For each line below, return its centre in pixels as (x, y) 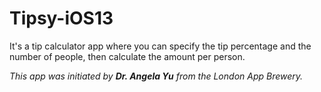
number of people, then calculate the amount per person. (127, 56)
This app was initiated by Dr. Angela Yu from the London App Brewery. (156, 76)
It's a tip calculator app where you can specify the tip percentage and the (160, 46)
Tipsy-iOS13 (61, 18)
